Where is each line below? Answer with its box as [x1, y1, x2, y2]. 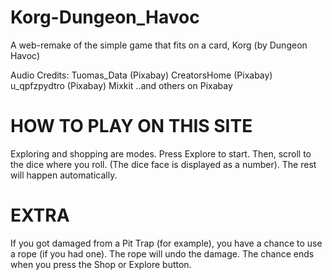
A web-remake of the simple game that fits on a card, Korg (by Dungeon [10, 39, 308, 51]
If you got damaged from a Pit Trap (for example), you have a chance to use [10, 237, 323, 249]
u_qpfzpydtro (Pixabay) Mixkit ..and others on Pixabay [10, 79, 233, 91]
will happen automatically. [10, 169, 118, 181]
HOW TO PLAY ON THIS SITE [10, 115, 253, 138]
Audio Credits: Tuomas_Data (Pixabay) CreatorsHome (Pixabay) [10, 69, 273, 81]
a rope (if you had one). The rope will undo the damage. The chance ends [10, 247, 315, 260]
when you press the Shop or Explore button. [10, 258, 192, 270]
